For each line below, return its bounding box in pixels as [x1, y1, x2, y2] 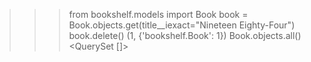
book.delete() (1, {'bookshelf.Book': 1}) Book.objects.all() [68, 30, 302, 41]
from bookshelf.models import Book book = [68, 9, 249, 20]
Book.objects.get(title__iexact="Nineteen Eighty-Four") [68, 19, 296, 31]
